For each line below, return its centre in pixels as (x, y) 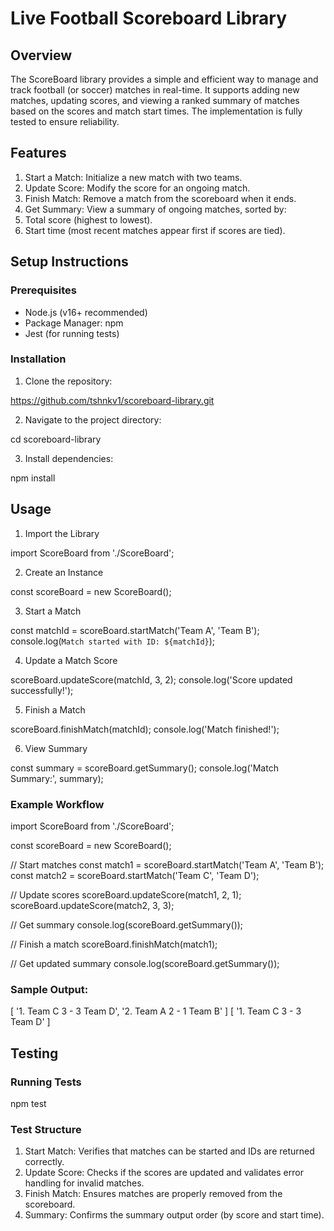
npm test (28, 1103)
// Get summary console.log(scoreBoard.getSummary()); (127, 924)
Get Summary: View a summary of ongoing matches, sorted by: (155, 209)
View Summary (56, 748)
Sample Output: (49, 989)
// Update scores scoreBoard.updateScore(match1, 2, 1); (126, 894)
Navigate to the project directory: (93, 419)
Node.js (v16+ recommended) (86, 312)
